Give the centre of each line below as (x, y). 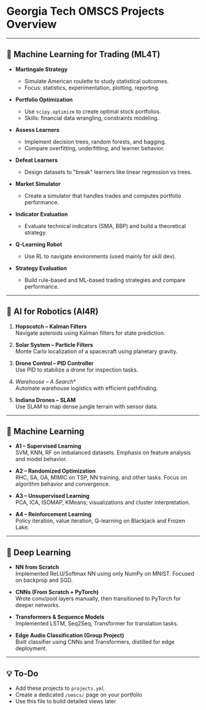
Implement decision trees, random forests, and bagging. (95, 142)
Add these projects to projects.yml (60, 688)
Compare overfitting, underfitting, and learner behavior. (94, 148)
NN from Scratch (37, 567)
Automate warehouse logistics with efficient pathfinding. (86, 388)
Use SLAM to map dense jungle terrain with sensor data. (86, 407)
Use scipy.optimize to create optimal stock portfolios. (93, 111)
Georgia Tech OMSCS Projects (85, 11)
